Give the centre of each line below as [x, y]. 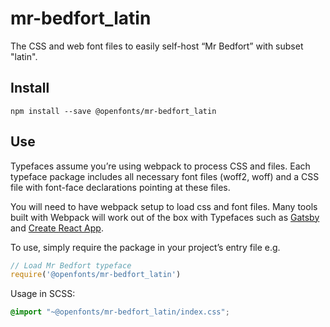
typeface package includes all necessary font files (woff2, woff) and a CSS [165, 176]
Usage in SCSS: [43, 294]
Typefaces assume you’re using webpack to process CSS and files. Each [160, 166]
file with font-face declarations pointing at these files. [120, 187]
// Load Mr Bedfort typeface [71, 265]
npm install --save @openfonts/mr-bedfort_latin [113, 111]
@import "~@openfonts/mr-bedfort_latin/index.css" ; [120, 312]
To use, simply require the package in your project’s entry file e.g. [145, 247]
